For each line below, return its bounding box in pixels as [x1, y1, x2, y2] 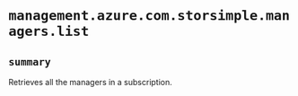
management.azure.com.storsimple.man [8, 7, 291, 24]
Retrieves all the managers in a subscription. [8, 77, 172, 87]
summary [8, 55, 51, 68]
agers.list [8, 23, 90, 40]
